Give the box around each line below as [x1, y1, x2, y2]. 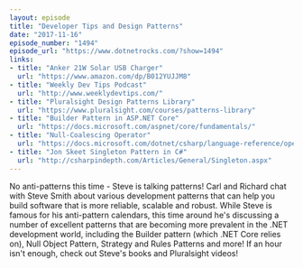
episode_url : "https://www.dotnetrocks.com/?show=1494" [9, 47, 224, 56]
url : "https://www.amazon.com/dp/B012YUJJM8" [17, 72, 192, 81]
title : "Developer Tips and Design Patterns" [9, 22, 183, 31]
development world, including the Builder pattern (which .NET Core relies [9, 228, 281, 239]
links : [9, 55, 34, 64]
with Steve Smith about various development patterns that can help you [9, 190, 275, 201]
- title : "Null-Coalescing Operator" [9, 131, 151, 140]
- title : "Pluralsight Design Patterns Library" [9, 97, 196, 106]
